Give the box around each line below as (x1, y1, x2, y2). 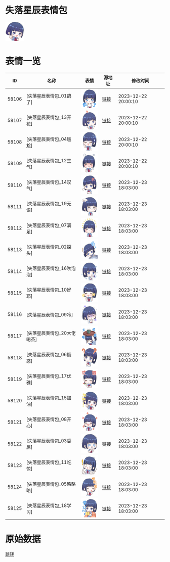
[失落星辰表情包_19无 (26, 201, 72, 207)
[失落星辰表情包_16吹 (26, 265, 72, 271)
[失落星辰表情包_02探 (26, 244, 72, 250)
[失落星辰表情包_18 (26, 502, 67, 508)
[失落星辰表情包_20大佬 (26, 330, 76, 336)
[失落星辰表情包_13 (26, 114, 67, 120)
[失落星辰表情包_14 (26, 179, 67, 185)
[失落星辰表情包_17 (26, 373, 67, 379)
